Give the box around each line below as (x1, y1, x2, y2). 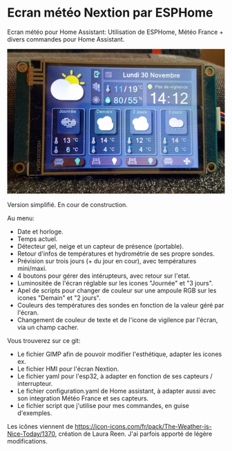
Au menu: (7, 214, 35, 222)
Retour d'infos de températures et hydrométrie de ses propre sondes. (17, 249, 215, 258)
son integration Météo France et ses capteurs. (17, 394, 149, 403)
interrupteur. (17, 380, 53, 388)
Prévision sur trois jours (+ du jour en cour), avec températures (17, 257, 197, 265)
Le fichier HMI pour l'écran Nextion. (17, 365, 119, 373)
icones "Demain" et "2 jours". (17, 294, 101, 302)
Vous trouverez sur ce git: (7, 337, 81, 345)
